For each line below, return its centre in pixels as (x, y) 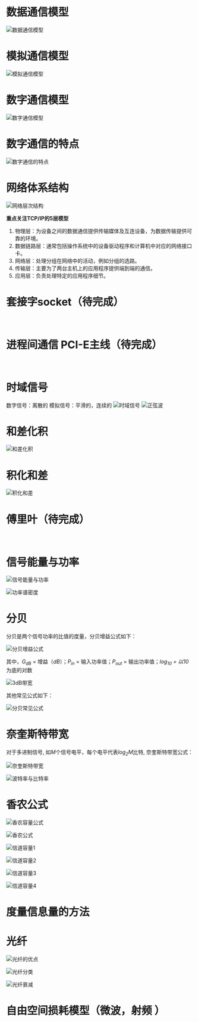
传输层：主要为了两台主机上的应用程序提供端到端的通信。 (85, 268)
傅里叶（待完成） (48, 519)
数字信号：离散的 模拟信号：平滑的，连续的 (59, 405)
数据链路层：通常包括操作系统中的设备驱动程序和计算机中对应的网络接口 (103, 246)
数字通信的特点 (43, 144)
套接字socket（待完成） (65, 302)
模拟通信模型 (38, 56)
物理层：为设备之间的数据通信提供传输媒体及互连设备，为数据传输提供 (101, 231)
